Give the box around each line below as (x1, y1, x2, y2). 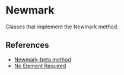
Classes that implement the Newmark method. (5, 23, 119, 30)
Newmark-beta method (14, 56, 72, 63)
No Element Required (14, 62, 66, 69)
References (5, 40, 49, 50)
